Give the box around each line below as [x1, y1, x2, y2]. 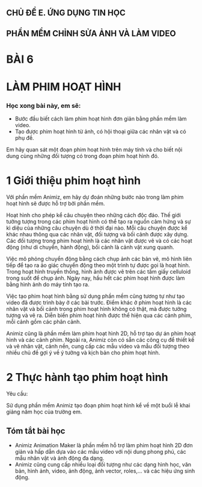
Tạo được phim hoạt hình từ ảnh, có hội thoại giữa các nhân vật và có [14, 128, 186, 135]
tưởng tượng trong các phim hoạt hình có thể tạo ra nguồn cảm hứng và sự [6, 218, 191, 225]
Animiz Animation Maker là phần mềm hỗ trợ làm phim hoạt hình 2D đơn [14, 442, 193, 449]
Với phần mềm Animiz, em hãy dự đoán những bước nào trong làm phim [6, 193, 184, 201]
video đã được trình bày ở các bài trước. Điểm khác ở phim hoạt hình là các [6, 299, 192, 306]
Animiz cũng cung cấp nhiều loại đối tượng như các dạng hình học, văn [14, 461, 191, 468]
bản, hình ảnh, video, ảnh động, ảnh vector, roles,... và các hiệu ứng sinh [14, 467, 195, 475]
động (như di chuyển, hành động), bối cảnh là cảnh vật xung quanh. [6, 243, 174, 251]
